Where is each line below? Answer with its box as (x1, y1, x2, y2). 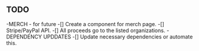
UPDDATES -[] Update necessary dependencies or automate (43, 33, 193, 40)
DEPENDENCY (6, 33, 42, 40)
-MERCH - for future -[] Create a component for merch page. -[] (6, 20, 164, 27)
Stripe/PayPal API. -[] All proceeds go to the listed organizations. (6, 27, 166, 34)
